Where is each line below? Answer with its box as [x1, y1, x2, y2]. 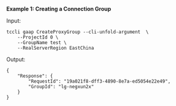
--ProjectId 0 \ [17, 34, 59, 40]
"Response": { [17, 73, 53, 79]
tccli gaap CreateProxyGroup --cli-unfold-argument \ [6, 29, 149, 35]
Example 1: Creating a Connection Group [6, 6, 111, 12]
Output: [6, 56, 26, 63]
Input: [6, 17, 21, 24]
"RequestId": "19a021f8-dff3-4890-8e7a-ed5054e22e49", [28, 78, 171, 85]
